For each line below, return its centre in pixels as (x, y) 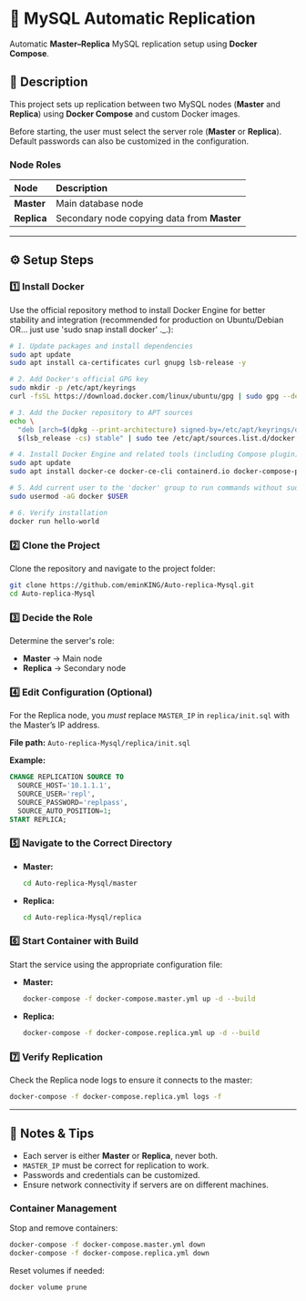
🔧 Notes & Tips (52, 1134)
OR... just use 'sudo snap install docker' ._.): (92, 329)
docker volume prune (49, 1287)
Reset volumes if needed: (57, 1270)
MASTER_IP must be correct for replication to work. (116, 1165)
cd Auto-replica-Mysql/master (80, 883)
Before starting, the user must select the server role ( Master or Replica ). (146, 131)
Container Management (63, 1208)
